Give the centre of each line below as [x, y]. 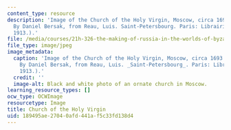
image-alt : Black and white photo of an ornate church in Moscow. [110, 84]
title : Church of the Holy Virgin [57, 109]
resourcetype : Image [37, 103]
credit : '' [29, 77]
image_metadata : [30, 52]
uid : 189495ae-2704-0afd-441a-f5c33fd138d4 [70, 116]
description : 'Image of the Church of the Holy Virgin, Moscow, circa [110, 20]
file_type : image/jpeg [40, 45]
